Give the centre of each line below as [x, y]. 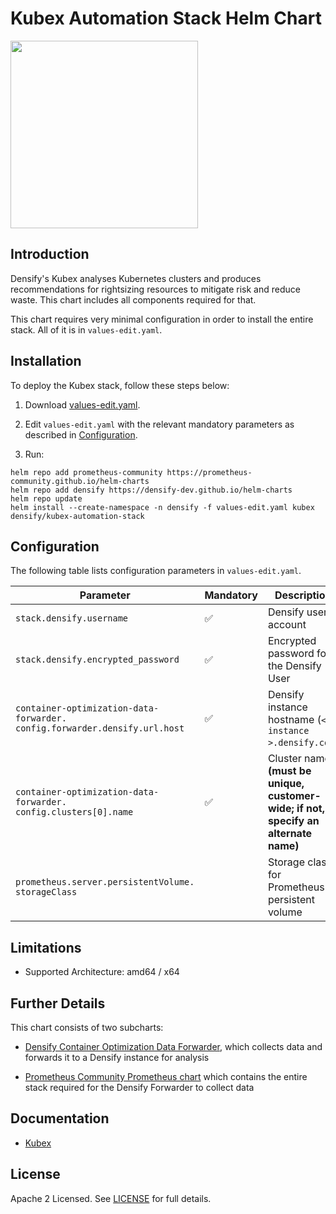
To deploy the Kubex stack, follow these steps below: [120, 385]
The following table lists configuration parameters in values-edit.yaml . [156, 571]
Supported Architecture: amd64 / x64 [102, 972]
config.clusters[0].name [74, 812]
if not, [310, 809]
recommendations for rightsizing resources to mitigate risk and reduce [155, 289]
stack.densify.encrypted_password [97, 660]
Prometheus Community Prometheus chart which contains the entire [166, 1076]
